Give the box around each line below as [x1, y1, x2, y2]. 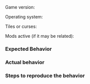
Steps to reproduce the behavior [5, 72, 85, 79]
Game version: [5, 4, 35, 10]
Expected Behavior [5, 45, 52, 52]
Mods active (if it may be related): [5, 33, 75, 39]
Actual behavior [5, 59, 45, 66]
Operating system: [5, 14, 43, 19]
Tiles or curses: [5, 23, 37, 29]
